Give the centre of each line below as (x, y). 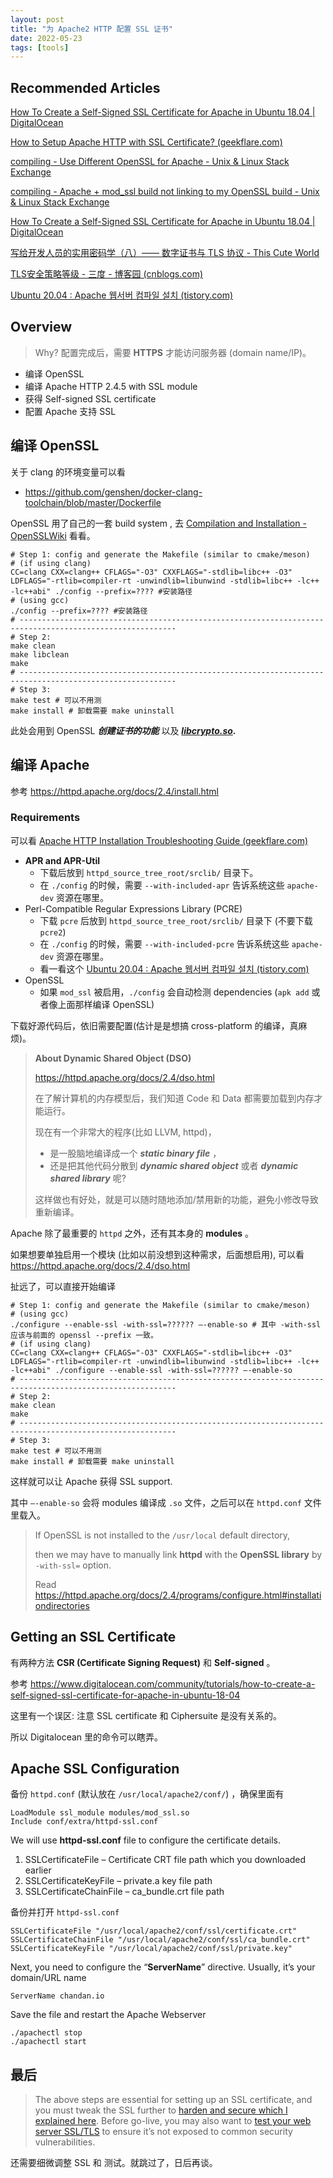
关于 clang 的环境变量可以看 (68, 472)
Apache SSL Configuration (95, 1769)
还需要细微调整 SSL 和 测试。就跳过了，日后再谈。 (114, 2163)
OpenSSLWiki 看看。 (53, 535)
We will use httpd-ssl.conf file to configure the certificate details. (145, 1840)
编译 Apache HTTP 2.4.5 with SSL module (111, 386)
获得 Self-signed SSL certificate (90, 398)
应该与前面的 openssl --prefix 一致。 (84, 1335)
